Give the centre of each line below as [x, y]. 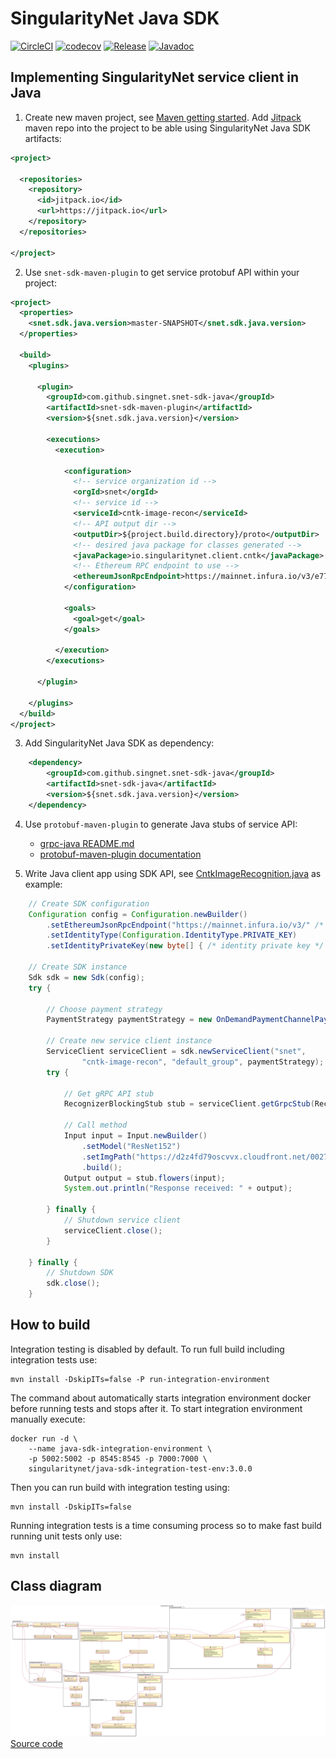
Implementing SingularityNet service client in [155, 77]
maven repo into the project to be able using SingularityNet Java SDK [167, 128]
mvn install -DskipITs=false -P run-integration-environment [140, 1379]
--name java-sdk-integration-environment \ [120, 1448]
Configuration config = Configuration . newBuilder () [138, 914]
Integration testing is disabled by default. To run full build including [147, 1349]
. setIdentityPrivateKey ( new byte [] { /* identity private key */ [185, 946]
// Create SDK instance [78, 967]
